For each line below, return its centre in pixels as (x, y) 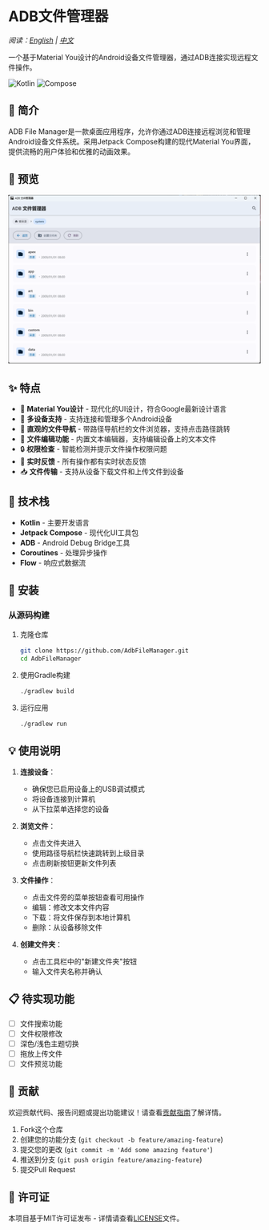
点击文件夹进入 (56, 842)
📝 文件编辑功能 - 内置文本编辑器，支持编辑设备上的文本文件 (118, 439)
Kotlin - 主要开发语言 (54, 522)
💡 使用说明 (34, 751)
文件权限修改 (41, 1033)
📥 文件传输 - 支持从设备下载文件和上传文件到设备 (102, 472)
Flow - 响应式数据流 (53, 562)
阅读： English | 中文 (41, 40)
